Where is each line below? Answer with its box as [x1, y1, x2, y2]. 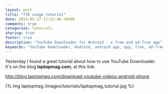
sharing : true [5, 30, 35, 35]
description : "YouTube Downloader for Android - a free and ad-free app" [5, 40, 162, 45]
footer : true [5, 35, 32, 40]
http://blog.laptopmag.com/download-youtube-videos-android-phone [5, 73, 149, 79]
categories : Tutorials [5, 26, 52, 31]
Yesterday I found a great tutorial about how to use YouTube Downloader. [5, 58, 156, 64]
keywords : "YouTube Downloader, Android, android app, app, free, [5, 44, 146, 49]
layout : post [5, 7, 32, 12]
